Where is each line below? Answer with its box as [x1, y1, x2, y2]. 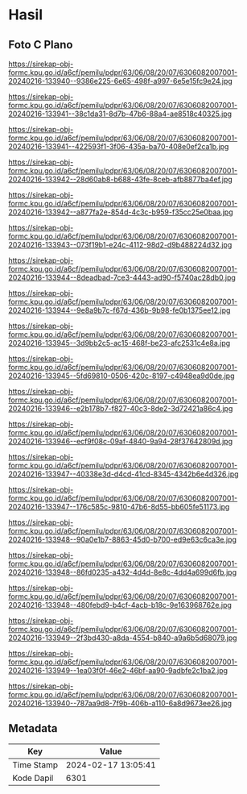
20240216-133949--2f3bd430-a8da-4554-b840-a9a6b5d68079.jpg [8, 633, 237, 642]
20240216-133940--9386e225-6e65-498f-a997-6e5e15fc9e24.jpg [8, 77, 233, 85]
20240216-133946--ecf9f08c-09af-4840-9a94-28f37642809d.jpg [8, 437, 233, 446]
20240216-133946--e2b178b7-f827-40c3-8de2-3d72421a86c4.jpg [8, 404, 233, 413]
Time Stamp [12, 759, 59, 771]
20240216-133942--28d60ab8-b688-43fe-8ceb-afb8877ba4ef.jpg [8, 175, 233, 184]
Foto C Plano [8, 38, 73, 52]
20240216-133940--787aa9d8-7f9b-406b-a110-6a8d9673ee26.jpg [8, 699, 232, 708]
